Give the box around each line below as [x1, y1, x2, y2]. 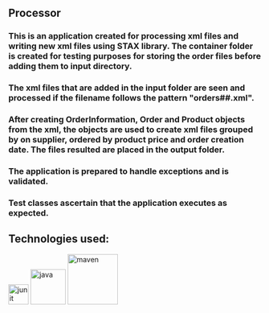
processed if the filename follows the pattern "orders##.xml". [8, 93, 255, 104]
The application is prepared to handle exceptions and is [8, 166, 229, 177]
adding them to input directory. [8, 60, 132, 72]
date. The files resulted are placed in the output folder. [8, 144, 225, 155]
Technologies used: [8, 233, 110, 246]
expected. [8, 208, 49, 218]
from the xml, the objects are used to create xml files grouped [8, 124, 254, 135]
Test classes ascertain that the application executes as [8, 197, 227, 208]
